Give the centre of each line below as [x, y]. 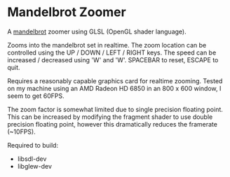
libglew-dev [35, 166]
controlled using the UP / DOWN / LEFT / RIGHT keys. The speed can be [112, 52]
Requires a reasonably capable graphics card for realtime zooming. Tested [115, 80]
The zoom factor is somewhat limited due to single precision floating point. [115, 109]
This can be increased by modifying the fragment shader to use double [110, 117]
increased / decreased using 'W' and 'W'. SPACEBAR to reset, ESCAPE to [113, 59]
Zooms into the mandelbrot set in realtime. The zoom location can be [107, 45]
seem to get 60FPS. [36, 96]
